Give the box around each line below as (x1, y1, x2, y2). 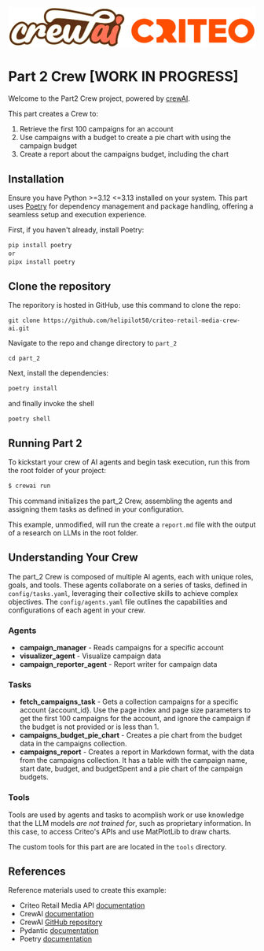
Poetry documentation (19, 934, 93, 944)
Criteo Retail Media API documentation (19, 901, 145, 910)
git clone (8, 316, 41, 325)
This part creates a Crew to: (8, 109, 98, 119)
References (8, 865, 66, 879)
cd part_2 (8, 354, 41, 363)
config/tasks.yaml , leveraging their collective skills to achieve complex (8, 588, 238, 598)
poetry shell (8, 415, 51, 424)
